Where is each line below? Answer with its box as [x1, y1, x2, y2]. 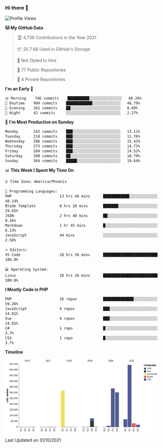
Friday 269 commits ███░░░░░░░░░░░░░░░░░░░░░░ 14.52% [5, 149, 140, 154]
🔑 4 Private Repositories [17, 77, 66, 82]
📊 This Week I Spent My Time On [5, 167, 74, 173]
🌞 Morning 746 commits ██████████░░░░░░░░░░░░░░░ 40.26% [5, 96, 142, 101]
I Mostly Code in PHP [5, 286, 49, 292]
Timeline [5, 349, 23, 355]
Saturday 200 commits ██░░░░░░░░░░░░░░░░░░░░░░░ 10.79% [5, 154, 140, 159]
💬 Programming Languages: [5, 189, 57, 194]
